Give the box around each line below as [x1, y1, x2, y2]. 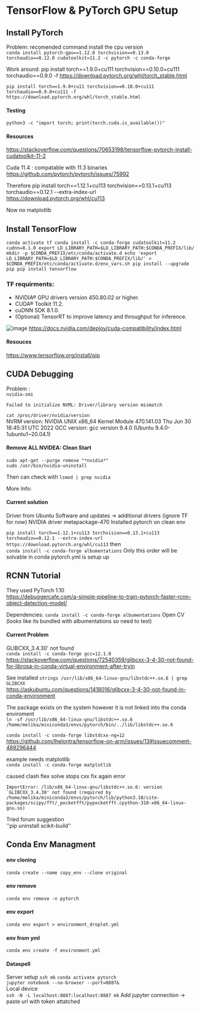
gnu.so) [6, 805, 26, 811]
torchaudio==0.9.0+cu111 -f [6, 89, 77, 95]
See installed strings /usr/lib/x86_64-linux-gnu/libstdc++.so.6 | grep [6, 674, 187, 681]
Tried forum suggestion [6, 815, 64, 823]
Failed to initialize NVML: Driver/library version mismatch [6, 402, 163, 408]
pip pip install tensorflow [6, 266, 77, 272]
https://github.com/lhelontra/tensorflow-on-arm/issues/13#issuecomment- [6, 737, 192, 745]
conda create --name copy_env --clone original [6, 869, 128, 876]
